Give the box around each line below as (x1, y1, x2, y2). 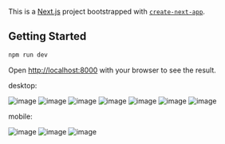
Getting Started (8, 29, 87, 43)
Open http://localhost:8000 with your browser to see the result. (8, 65, 217, 75)
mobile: (8, 111, 34, 121)
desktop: (8, 80, 37, 90)
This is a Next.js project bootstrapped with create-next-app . (8, 7, 206, 16)
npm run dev (8, 51, 48, 59)
